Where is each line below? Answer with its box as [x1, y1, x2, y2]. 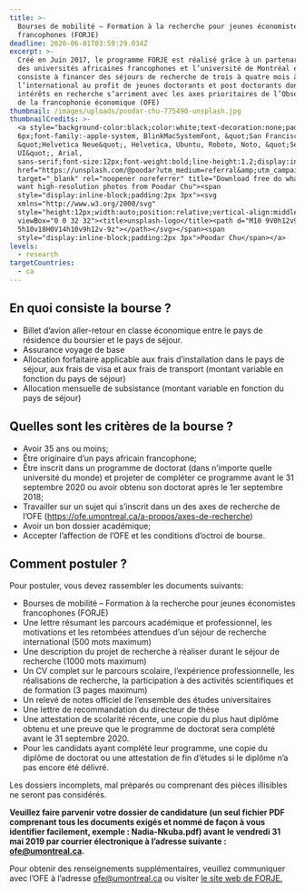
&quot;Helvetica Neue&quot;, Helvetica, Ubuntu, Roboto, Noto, [17, 140, 261, 149]
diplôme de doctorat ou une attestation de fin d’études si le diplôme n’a [22, 752, 289, 764]
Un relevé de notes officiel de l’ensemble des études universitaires [22, 695, 271, 706]
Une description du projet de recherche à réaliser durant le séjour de [22, 647, 280, 657]
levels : [9, 242, 39, 251]
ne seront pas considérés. [9, 789, 107, 800]
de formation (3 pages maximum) [22, 685, 148, 696]
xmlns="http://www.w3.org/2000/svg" [17, 199, 156, 209]
